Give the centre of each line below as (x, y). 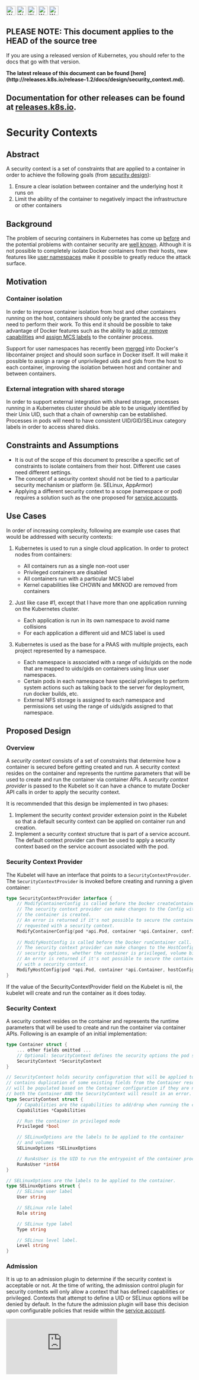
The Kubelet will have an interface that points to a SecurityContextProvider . (99, 875)
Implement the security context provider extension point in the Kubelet (101, 815)
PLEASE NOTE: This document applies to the (90, 32)
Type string (31, 1229)
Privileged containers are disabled (65, 572)
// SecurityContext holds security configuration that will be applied (96, 1077)
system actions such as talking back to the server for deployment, (104, 687)
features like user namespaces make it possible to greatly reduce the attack (99, 257)
